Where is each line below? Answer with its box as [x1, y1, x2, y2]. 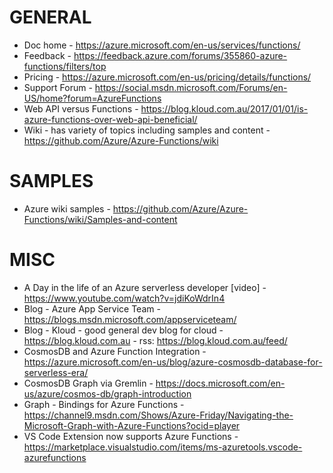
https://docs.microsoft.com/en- [155, 377, 286, 389]
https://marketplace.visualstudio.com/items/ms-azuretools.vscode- [23, 441, 303, 453]
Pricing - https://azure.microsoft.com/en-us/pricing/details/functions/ [23, 71, 312, 83]
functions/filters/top [23, 60, 107, 72]
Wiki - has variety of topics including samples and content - [23, 124, 271, 136]
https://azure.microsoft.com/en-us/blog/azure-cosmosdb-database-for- [23, 356, 323, 368]
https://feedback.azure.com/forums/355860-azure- [73, 49, 288, 61]
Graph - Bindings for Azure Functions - [23, 398, 185, 410]
